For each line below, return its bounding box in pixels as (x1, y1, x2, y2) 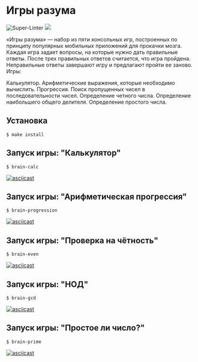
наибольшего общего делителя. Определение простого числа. (6, 98, 167, 105)
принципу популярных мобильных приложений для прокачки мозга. (6, 42, 182, 49)
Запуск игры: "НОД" (6, 279, 89, 289)
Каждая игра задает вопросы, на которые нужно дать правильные (6, 49, 178, 56)
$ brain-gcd (6, 295, 36, 301)
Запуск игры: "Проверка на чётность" (6, 235, 158, 246)
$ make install (6, 131, 44, 138)
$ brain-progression (6, 207, 58, 213)
